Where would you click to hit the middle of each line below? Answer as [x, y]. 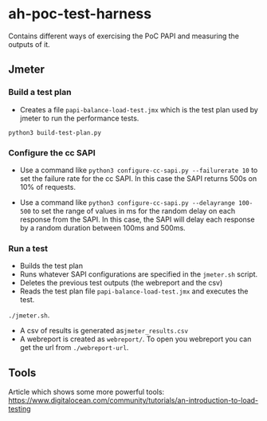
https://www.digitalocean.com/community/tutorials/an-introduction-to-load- [133, 400]
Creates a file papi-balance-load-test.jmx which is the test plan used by [139, 109]
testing [20, 409]
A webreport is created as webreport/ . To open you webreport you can [135, 339]
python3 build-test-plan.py [55, 132]
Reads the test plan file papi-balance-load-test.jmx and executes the [134, 291]
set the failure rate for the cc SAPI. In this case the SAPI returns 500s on [138, 178]
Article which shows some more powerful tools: [86, 392]
